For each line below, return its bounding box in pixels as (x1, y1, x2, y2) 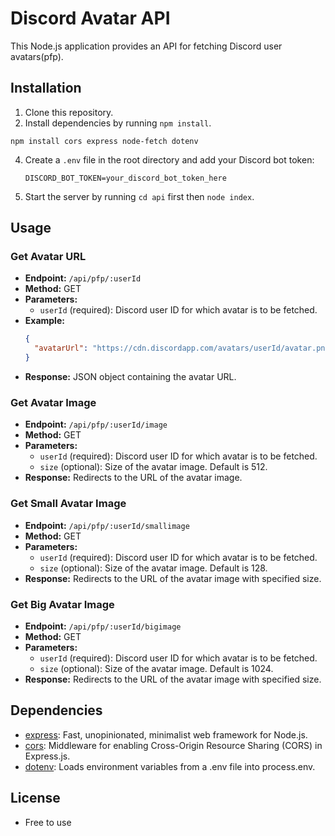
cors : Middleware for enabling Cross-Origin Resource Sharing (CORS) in (24, 739, 323, 751)
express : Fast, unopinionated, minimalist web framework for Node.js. (24, 728, 308, 741)
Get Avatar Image (10, 395, 97, 409)
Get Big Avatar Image (10, 597, 115, 611)
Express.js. (24, 750, 71, 762)
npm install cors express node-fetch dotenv (10, 136, 199, 146)
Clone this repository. (24, 106, 114, 118)
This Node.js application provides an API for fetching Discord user (10, 40, 283, 52)
